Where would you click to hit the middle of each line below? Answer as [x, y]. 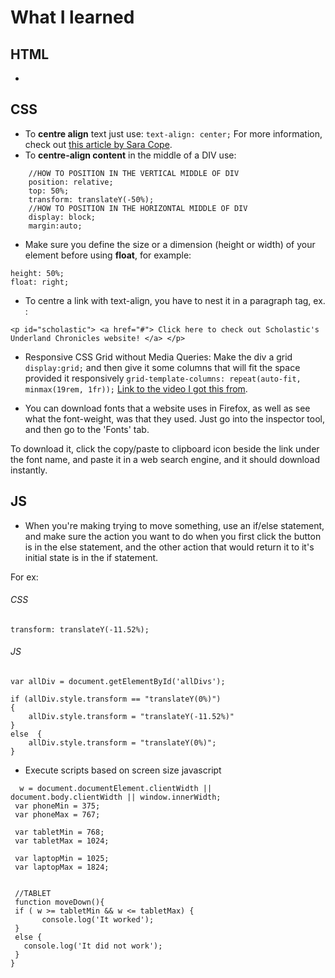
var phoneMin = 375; [57, 806]
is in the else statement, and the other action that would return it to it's [169, 547]
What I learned [72, 17]
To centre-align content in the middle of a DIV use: [130, 155]
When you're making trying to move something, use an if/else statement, [174, 525]
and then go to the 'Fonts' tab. [87, 429]
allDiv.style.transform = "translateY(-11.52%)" [131, 717]
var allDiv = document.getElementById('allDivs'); [118, 682]
